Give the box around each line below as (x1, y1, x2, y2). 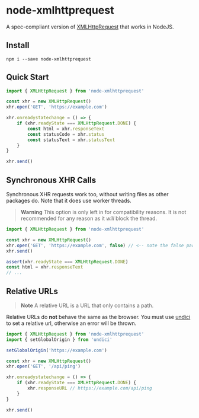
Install (6, 40, 30, 50)
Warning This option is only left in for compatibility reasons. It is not (20, 209, 187, 215)
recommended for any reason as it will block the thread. (20, 215, 158, 222)
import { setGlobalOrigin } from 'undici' (6, 336, 113, 343)
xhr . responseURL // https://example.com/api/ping (27, 385, 152, 391)
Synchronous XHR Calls (6, 175, 97, 185)
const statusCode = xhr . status (27, 131, 105, 137)
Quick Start (6, 72, 49, 82)
